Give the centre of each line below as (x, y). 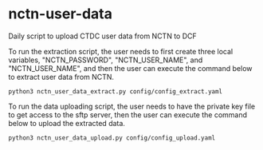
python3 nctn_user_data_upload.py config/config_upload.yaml (112, 138)
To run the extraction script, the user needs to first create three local (121, 51)
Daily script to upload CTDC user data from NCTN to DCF (102, 36)
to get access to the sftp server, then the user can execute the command (128, 114)
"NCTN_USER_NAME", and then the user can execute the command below (130, 68)
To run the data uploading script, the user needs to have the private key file (132, 106)
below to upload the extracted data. (67, 123)
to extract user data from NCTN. (61, 77)
